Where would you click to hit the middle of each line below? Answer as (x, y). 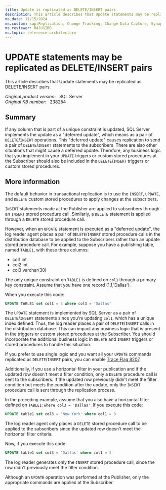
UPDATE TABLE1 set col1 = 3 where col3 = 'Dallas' (58, 304)
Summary (21, 117)
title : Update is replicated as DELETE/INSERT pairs (61, 10)
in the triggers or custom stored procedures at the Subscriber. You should (80, 334)
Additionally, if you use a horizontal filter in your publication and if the (76, 369)
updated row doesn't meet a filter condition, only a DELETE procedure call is (81, 374)
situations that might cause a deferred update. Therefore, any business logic (83, 150)
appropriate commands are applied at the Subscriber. (60, 483)
